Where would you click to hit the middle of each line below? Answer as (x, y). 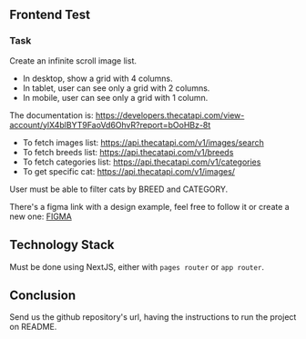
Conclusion (43, 295)
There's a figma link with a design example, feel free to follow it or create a (149, 206)
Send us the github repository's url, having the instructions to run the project (153, 317)
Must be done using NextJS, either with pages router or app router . (137, 266)
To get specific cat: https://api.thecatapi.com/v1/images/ (128, 171)
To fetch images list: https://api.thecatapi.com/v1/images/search (143, 142)
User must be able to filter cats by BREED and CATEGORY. (119, 189)
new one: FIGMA (41, 216)
